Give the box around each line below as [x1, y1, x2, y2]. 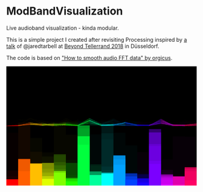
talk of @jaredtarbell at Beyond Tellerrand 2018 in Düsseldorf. [6, 42, 159, 50]
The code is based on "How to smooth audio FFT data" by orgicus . [6, 54, 173, 61]
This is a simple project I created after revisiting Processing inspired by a [6, 36, 187, 43]
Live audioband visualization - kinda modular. [6, 24, 119, 31]
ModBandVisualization [6, 4, 123, 18]
